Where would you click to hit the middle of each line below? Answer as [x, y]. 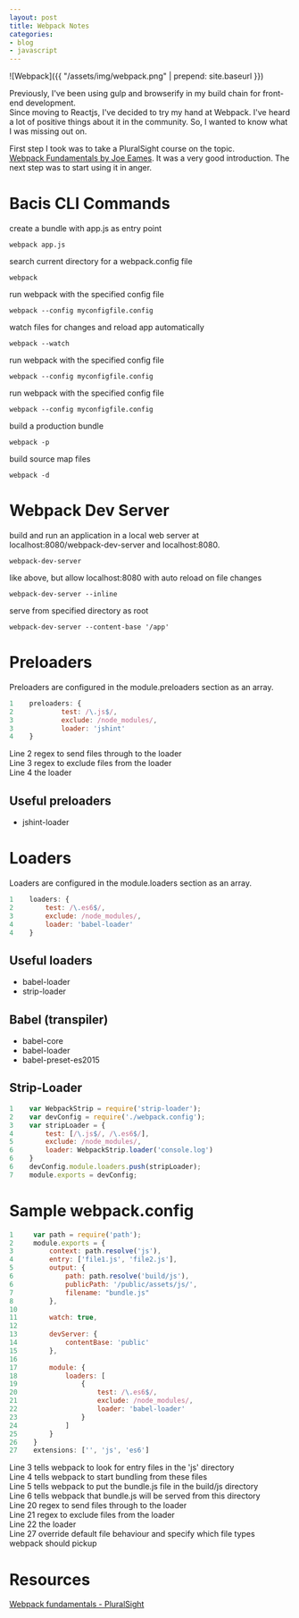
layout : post [33, 17]
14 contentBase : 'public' [79, 1343]
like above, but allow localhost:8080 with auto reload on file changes [136, 578]
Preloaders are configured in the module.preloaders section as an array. [141, 687]
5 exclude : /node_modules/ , [75, 1142]
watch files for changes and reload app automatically [107, 328]
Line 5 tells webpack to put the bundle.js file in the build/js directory [134, 1487]
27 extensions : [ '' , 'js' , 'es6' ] [79, 1451]
